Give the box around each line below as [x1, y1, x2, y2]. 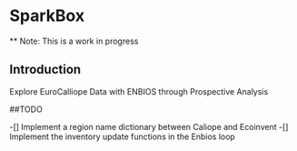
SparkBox [9, 5, 84, 26]
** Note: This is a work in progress [9, 35, 139, 46]
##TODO [9, 104, 43, 115]
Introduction [9, 62, 82, 77]
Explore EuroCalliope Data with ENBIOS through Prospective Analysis [9, 86, 269, 96]
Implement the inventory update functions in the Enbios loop [9, 131, 236, 142]
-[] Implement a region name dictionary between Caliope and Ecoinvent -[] [9, 121, 289, 132]
